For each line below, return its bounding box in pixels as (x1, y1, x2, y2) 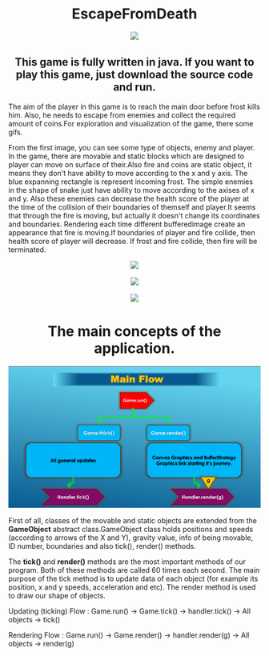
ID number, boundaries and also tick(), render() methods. (8, 542, 196, 551)
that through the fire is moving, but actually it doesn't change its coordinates (8, 210, 260, 220)
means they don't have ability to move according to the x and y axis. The (8, 168, 248, 178)
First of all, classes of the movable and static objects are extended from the (8, 516, 258, 526)
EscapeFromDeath (71, 5, 198, 23)
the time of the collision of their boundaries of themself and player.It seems (8, 202, 256, 212)
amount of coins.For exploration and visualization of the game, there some (8, 118, 254, 128)
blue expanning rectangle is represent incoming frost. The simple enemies (8, 177, 254, 186)
